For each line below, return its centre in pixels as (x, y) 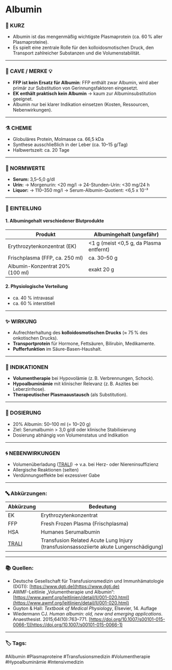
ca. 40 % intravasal (33, 298)
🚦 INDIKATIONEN (27, 367)
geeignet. (23, 99)
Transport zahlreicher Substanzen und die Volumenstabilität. (77, 53)
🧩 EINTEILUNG (24, 208)
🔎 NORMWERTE (25, 168)
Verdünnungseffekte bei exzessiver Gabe (56, 475)
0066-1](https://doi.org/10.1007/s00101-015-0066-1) (68, 625)
